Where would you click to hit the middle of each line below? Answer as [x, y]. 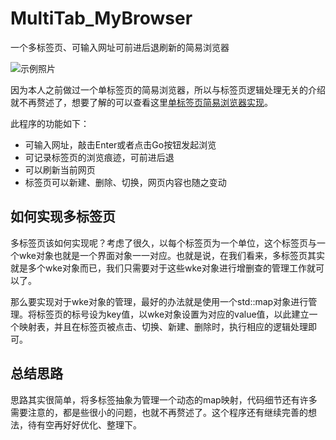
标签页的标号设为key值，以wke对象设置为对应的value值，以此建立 [173, 314]
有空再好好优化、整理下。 [89, 424]
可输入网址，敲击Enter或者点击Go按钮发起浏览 [120, 144]
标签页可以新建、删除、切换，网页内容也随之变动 [125, 182]
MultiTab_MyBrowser [101, 18]
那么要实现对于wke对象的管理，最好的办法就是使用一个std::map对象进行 [159, 301]
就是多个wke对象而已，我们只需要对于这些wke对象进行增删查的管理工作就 [163, 268]
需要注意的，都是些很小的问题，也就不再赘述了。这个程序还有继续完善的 [159, 412]
